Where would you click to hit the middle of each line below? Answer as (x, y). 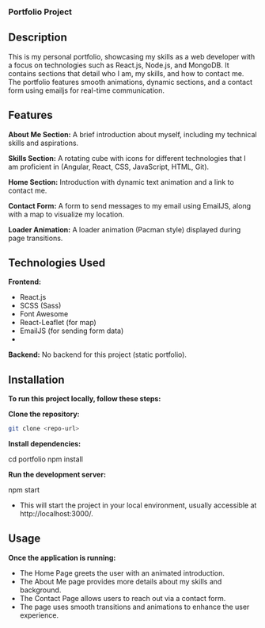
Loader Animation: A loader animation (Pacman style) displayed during (125, 229)
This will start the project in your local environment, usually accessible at (138, 505)
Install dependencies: (45, 444)
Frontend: (25, 282)
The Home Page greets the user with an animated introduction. (122, 572)
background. (40, 590)
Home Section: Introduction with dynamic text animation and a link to (121, 182)
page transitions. (36, 238)
